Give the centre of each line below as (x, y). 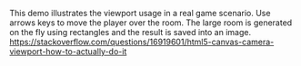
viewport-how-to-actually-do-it (68, 52)
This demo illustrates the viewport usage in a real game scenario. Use (140, 13)
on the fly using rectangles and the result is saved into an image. (130, 32)
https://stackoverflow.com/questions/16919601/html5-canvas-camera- (142, 42)
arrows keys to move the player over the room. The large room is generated (151, 23)
